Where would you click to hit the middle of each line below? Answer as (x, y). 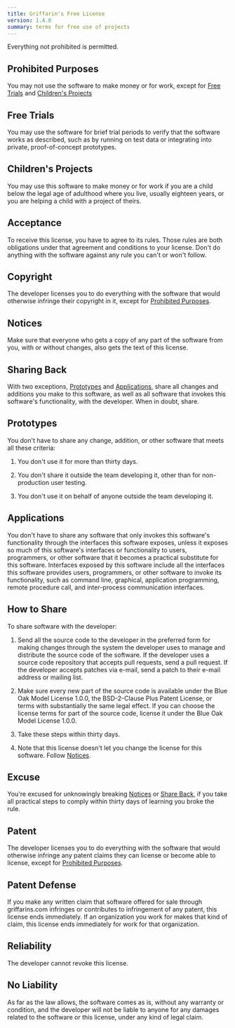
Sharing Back (37, 369)
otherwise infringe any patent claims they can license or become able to (112, 855)
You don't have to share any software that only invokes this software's (109, 535)
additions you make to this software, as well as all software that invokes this (117, 394)
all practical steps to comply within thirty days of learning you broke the (111, 801)
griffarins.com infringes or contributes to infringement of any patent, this (112, 909)
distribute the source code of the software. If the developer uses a (113, 655)
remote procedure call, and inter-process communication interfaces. (106, 587)
